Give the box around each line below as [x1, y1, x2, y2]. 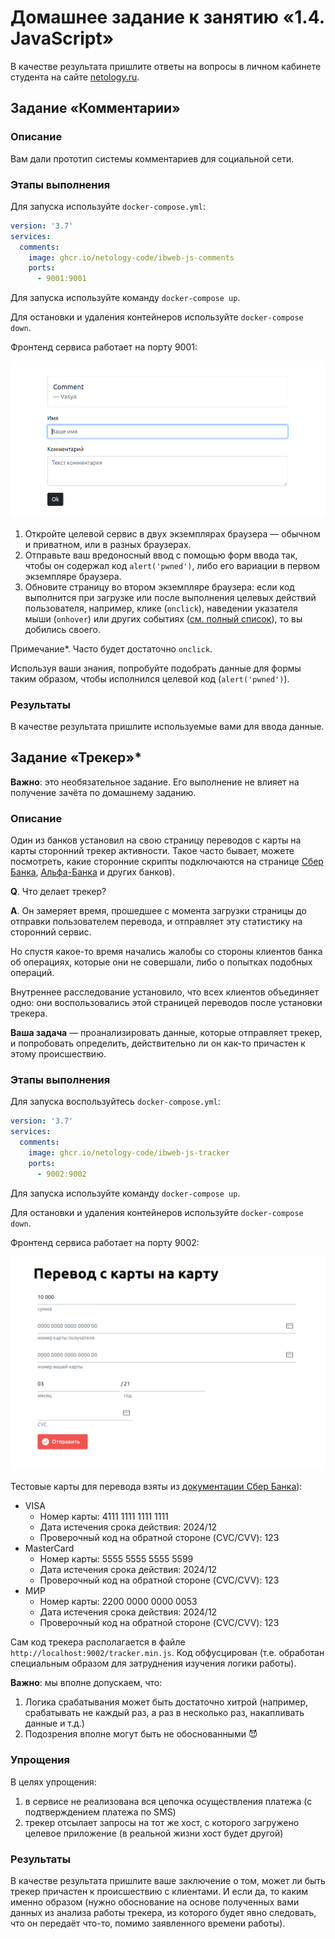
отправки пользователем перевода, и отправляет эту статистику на [10, 916, 303, 928]
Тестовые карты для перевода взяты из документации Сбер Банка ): [10, 1481, 303, 1493]
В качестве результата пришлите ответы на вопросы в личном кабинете [10, 60, 322, 72]
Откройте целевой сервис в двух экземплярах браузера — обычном [24, 527, 321, 540]
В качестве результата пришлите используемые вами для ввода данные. [10, 721, 325, 733]
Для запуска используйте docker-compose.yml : [10, 200, 206, 212]
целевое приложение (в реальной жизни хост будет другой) [24, 1827, 284, 1839]
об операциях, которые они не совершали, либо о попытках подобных [10, 956, 313, 968]
